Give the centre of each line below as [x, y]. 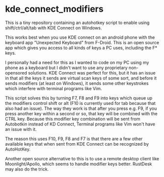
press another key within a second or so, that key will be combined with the [82, 113]
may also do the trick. [27, 169]
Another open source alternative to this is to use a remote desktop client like [82, 158]
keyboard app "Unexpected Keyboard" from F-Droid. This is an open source [82, 42]
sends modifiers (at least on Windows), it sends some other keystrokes [77, 83]
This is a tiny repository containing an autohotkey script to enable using [77, 23]
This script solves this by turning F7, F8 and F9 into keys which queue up [79, 98]
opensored [16, 73]
